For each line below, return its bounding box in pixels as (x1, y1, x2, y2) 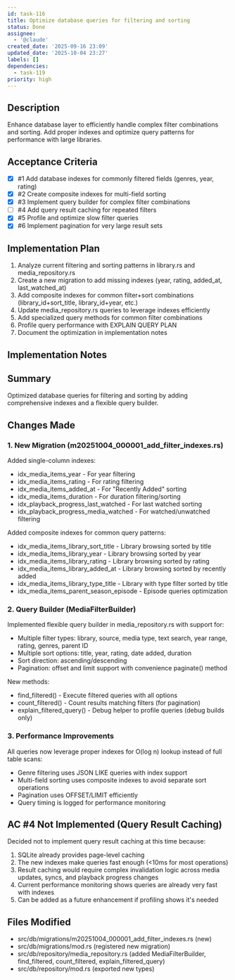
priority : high (7, 75, 52, 83)
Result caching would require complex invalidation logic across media (17, 866, 220, 874)
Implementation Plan (7, 242, 101, 254)
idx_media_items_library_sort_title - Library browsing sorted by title (17, 542, 212, 551)
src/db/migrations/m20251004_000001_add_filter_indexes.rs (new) (17, 935, 212, 943)
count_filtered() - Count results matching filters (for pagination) (17, 699, 201, 707)
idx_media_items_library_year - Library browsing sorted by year (17, 549, 201, 558)
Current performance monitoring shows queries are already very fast (17, 881, 218, 889)
